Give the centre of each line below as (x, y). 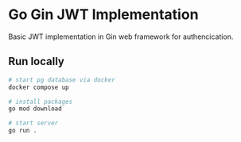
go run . (23, 131)
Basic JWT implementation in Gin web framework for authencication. (121, 36)
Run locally (37, 61)
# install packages (41, 102)
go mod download (35, 109)
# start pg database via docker (62, 80)
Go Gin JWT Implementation (103, 15)
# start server (33, 123)
